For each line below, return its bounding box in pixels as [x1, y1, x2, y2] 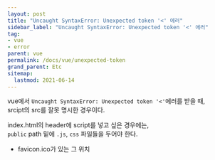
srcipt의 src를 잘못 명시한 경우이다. [7, 106, 105, 114]
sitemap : [7, 70, 33, 77]
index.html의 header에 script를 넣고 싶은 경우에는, [7, 121, 150, 129]
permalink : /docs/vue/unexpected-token [7, 57, 126, 64]
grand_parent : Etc [7, 63, 62, 70]
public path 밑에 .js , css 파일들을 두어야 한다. [7, 129, 138, 139]
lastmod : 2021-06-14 [14, 76, 75, 84]
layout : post [7, 10, 46, 18]
